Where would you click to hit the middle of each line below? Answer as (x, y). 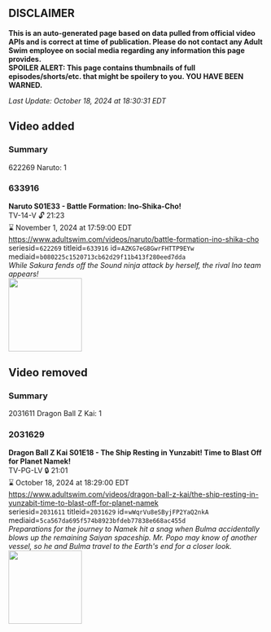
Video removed (48, 373)
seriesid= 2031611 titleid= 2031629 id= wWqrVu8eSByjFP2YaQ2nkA (109, 511)
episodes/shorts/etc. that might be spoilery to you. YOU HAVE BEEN (126, 76)
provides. (25, 59)
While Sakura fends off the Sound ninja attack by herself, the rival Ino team (135, 265)
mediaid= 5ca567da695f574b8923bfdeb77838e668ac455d (97, 520)
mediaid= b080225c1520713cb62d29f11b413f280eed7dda (97, 257)
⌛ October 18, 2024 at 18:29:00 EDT (69, 482)
